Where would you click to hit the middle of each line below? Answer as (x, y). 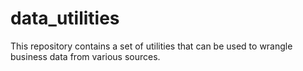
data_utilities (65, 18)
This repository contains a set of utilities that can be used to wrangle (151, 46)
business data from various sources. (85, 56)
